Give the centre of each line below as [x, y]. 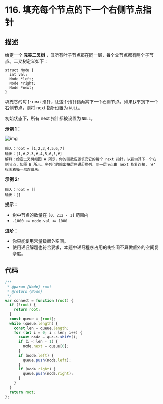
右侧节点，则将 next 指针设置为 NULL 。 [44, 108]
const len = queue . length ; [41, 328]
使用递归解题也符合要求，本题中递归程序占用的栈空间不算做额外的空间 [83, 247]
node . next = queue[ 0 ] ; [46, 346]
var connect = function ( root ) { [39, 301]
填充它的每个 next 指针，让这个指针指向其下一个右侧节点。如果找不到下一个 [82, 102]
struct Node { [20, 70]
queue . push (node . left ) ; [47, 360]
